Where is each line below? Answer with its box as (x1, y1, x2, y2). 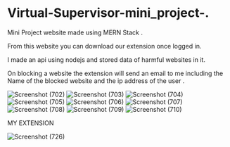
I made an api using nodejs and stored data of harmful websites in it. (7, 55, 206, 64)
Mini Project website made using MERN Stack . (7, 28, 143, 37)
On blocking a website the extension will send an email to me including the (7, 69, 224, 77)
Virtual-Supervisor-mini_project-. (7, 5, 210, 21)
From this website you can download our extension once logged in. (7, 41, 202, 50)
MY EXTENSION (7, 118, 54, 127)
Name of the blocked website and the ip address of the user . (7, 76, 185, 85)
